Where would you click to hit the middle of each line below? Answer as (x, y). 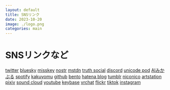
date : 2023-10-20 (24, 19)
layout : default (22, 10)
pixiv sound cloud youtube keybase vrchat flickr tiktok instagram (73, 82)
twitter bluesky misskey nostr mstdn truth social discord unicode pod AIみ (83, 70)
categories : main (24, 29)
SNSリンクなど (37, 55)
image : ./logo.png (25, 24)
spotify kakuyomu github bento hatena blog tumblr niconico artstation (88, 77)
